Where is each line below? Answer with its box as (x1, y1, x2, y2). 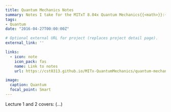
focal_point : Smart (10, 87, 51, 92)
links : (5, 49, 19, 54)
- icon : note (10, 54, 38, 59)
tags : (5, 17, 17, 22)
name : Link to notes (14, 64, 58, 69)
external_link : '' (5, 40, 44, 46)
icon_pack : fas (14, 59, 47, 64)
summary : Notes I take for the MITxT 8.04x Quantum (5, 12, 117, 17)
